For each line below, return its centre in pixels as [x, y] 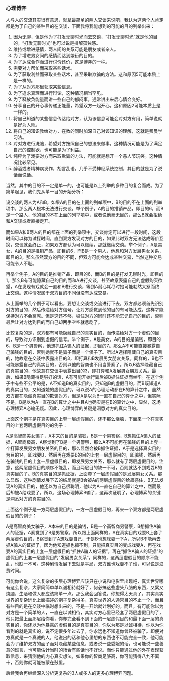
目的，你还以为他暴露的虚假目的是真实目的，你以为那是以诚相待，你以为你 [87, 625]
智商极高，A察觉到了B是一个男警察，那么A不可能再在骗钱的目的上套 [88, 442]
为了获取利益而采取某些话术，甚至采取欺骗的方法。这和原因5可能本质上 [87, 74]
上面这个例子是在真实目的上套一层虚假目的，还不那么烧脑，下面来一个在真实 [85, 419]
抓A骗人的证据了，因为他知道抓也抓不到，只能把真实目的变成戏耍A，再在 [81, 545]
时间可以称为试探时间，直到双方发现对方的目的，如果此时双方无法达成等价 [82, 238]
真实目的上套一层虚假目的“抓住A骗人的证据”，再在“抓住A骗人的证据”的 [90, 551]
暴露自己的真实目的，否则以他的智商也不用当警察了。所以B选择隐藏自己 [88, 365]
